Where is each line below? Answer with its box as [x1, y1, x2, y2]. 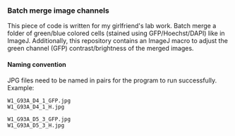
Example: [7, 83, 35, 92]
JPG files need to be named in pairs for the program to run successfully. [7, 76, 217, 85]
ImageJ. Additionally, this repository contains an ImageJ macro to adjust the [7, 37, 228, 45]
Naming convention [7, 60, 66, 68]
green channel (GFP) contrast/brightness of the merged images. [7, 44, 194, 53]
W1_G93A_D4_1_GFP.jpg [7, 97, 71, 104]
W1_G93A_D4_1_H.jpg [7, 103, 65, 111]
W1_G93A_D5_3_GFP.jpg [7, 116, 71, 123]
